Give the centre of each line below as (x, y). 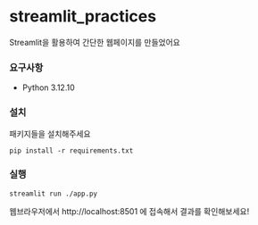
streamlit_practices (83, 17)
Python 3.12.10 (49, 87)
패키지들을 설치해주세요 (50, 133)
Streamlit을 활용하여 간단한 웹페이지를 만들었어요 (95, 42)
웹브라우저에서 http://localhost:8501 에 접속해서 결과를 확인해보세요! (129, 211)
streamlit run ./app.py (54, 194)
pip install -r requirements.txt (71, 150)
